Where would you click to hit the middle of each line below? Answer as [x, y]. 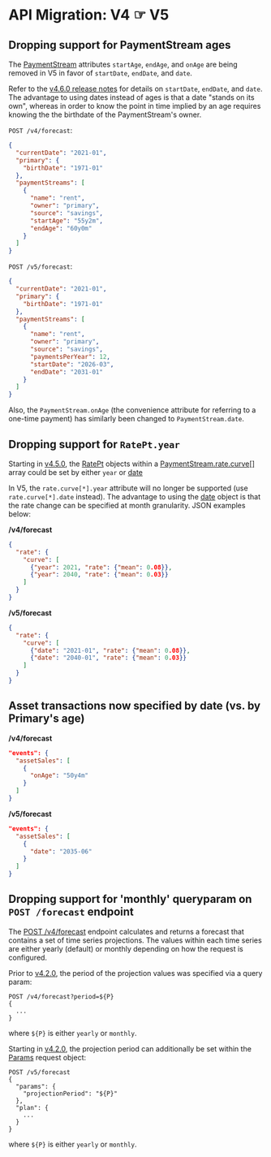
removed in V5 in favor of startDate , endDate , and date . [101, 73]
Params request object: [47, 1057]
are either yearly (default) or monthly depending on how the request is [126, 948]
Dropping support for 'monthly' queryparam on [130, 899]
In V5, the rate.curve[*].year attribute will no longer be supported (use [129, 488]
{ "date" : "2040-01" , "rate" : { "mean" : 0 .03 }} [108, 658]
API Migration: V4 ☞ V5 [89, 15]
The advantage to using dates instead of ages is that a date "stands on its [131, 97]
